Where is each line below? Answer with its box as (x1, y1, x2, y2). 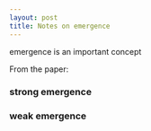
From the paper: (9, 64, 69, 74)
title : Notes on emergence (9, 22, 111, 31)
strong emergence (9, 86, 93, 99)
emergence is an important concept (9, 46, 142, 57)
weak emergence (9, 109, 87, 122)
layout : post (9, 13, 58, 22)
